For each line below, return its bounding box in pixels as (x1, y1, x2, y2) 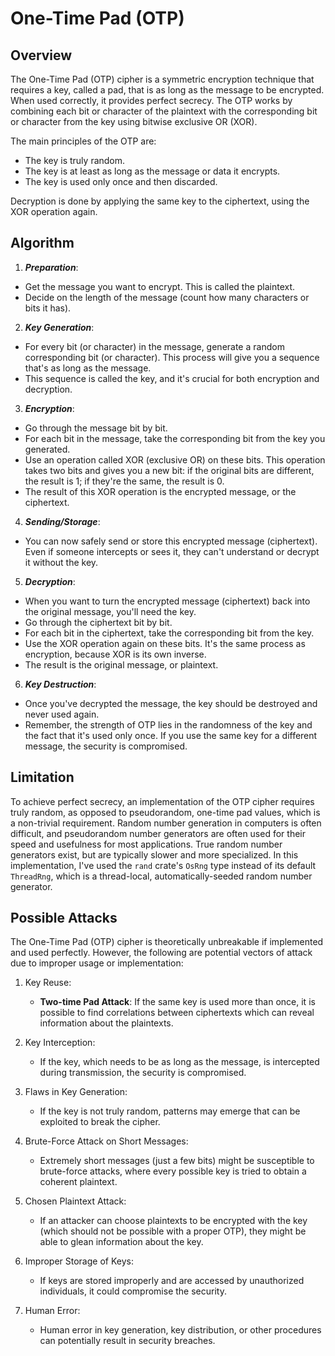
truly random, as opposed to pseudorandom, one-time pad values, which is (10, 806, 321, 818)
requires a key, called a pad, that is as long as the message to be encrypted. (10, 84, 325, 96)
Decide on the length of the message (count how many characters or (24, 291, 310, 303)
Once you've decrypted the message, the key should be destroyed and (24, 697, 318, 709)
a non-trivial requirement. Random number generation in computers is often (10, 817, 322, 829)
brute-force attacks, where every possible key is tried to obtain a (39, 1165, 307, 1177)
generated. (24, 443, 71, 455)
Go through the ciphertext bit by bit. (24, 616, 173, 628)
